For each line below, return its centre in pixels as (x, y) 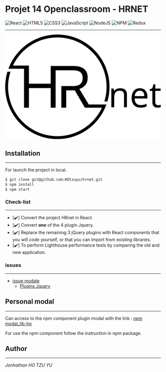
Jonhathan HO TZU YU (29, 365)
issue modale (26, 281)
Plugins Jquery (35, 286)
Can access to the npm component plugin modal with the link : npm (74, 318)
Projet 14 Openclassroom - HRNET (77, 9)
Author (16, 348)
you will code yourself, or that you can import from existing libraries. (82, 240)
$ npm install (20, 185)
